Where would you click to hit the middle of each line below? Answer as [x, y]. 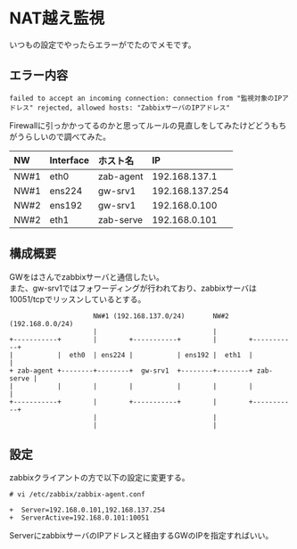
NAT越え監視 [57, 18]
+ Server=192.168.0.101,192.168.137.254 [87, 510]
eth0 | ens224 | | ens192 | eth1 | [161, 355]
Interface [70, 160]
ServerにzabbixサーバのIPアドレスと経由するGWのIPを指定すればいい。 [141, 536]
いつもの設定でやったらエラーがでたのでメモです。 [103, 45]
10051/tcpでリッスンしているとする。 [78, 299]
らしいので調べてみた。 [68, 136]
